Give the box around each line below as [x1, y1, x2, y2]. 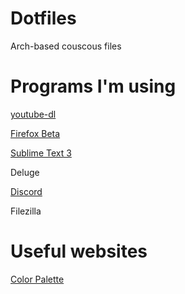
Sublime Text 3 [10, 147, 72, 159]
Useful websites [10, 240, 148, 263]
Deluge [10, 166, 40, 178]
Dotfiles [10, 7, 77, 30]
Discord [10, 185, 43, 197]
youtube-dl [10, 108, 57, 120]
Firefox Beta [10, 127, 61, 139]
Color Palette [10, 273, 65, 285]
